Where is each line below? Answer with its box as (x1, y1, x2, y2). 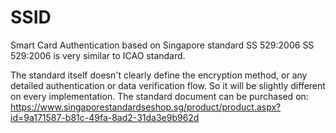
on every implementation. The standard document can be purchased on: (10, 90, 309, 102)
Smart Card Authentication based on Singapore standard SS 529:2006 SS (10, 39, 315, 51)
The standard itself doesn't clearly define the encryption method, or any (10, 69, 308, 81)
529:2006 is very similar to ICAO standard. (10, 49, 186, 61)
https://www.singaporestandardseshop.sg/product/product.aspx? (10, 101, 282, 113)
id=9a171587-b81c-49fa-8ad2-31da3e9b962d (10, 111, 200, 123)
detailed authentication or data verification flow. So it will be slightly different (10, 79, 326, 91)
